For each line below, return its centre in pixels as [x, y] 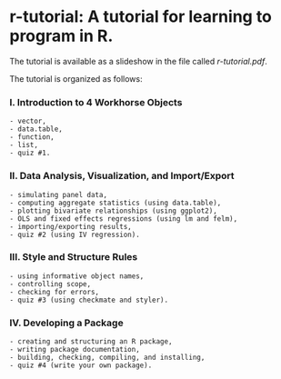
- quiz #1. [30, 153]
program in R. [61, 36]
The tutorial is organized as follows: [76, 78]
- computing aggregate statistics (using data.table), [115, 203]
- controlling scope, [50, 284]
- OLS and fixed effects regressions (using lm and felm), [124, 219]
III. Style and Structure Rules [74, 257]
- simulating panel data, [58, 194]
